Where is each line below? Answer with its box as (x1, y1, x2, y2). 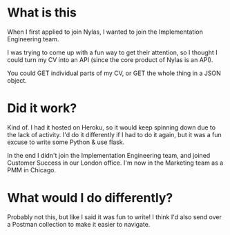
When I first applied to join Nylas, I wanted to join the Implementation (7, 28, 204, 36)
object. (7, 76, 28, 84)
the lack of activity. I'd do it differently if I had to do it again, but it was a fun (7, 130, 222, 139)
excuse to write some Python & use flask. (7, 138, 125, 146)
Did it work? (7, 101, 77, 116)
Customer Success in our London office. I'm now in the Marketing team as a (7, 159, 224, 167)
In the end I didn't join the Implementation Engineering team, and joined (7, 151, 211, 159)
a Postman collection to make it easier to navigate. (7, 220, 151, 228)
